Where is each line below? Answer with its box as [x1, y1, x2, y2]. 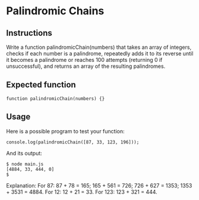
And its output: [6, 149, 43, 157]
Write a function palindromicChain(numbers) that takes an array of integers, [6, 43, 192, 51]
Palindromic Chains [6, 4, 105, 18]
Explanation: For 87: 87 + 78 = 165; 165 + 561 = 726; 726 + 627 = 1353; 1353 [6, 182, 192, 189]
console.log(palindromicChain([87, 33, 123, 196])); [6, 139, 140, 145]
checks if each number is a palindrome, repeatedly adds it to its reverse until [6, 50, 194, 57]
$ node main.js [6, 161, 44, 167]
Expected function [6, 80, 76, 90]
